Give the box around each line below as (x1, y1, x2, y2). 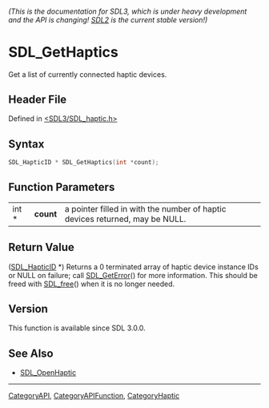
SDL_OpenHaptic (19, 368, 77, 378)
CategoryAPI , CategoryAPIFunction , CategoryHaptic (8, 391, 180, 401)
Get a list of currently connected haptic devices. (8, 69, 167, 79)
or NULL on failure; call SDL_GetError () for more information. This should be (8, 270, 258, 280)
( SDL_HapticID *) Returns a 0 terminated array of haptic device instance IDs (8, 261, 259, 272)
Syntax (8, 137, 45, 151)
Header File (8, 92, 67, 106)
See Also (8, 346, 54, 360)
